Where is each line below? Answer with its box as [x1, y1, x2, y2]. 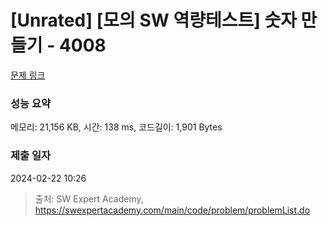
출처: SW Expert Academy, [34, 192, 144, 205]
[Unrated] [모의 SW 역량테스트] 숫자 [10, 9, 297, 32]
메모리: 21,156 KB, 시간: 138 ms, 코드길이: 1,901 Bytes [10, 121, 223, 133]
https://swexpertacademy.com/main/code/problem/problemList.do [34, 204, 311, 216]
